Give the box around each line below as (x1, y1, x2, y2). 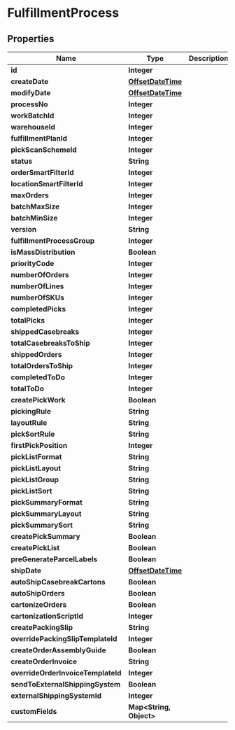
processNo (10, 99, 48, 109)
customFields (10, 707, 57, 716)
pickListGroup (10, 475, 59, 484)
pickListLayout (10, 463, 62, 473)
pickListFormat (10, 452, 62, 461)
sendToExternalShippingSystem (10, 680, 121, 689)
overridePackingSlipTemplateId (10, 634, 117, 643)
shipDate (10, 566, 42, 575)
